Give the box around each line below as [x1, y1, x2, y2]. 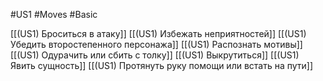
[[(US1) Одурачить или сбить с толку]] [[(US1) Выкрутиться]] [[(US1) [10, 49, 300, 61]
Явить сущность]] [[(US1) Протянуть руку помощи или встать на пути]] [10, 60, 314, 71]
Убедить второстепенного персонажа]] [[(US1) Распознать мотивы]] [10, 39, 303, 50]
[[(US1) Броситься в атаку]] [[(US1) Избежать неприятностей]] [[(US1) [10, 28, 307, 39]
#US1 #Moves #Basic [10, 9, 98, 20]
